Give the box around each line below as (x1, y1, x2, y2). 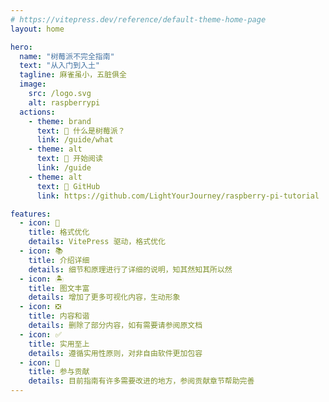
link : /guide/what (36, 135, 114, 145)
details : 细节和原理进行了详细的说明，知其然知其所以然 (28, 264, 233, 275)
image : (19, 79, 47, 90)
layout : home (10, 24, 65, 34)
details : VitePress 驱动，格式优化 (28, 237, 166, 247)
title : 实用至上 (28, 339, 90, 349)
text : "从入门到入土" (19, 61, 100, 71)
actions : (19, 107, 56, 117)
